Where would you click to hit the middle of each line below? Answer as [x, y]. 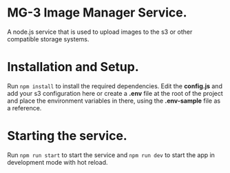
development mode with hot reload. [57, 162]
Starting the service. [67, 136]
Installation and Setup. [73, 67]
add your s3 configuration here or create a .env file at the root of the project [115, 93]
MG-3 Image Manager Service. [97, 13]
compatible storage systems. [48, 39]
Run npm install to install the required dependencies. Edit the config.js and [115, 86]
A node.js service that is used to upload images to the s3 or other [100, 32]
